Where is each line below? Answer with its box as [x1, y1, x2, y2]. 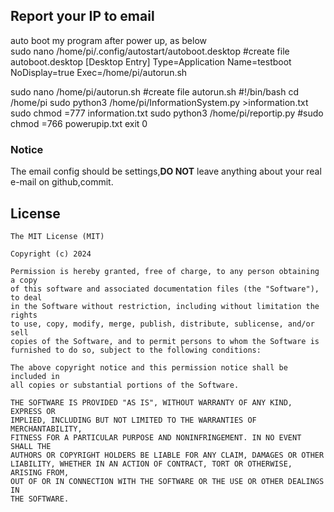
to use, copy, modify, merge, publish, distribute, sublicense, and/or [10, 319, 315, 329]
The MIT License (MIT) [10, 231, 105, 241]
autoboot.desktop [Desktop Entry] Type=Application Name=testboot [10, 55, 292, 68]
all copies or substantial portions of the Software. [10, 380, 240, 390]
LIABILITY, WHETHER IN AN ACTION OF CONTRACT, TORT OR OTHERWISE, [10, 459, 293, 469]
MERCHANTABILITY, [10, 424, 83, 434]
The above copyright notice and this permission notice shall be [10, 362, 288, 373]
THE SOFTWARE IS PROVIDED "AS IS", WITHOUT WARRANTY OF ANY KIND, [10, 397, 293, 408]
